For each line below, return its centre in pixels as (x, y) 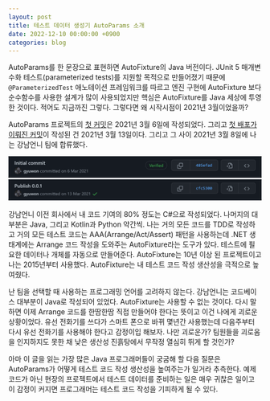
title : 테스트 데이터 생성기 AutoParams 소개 (76, 25)
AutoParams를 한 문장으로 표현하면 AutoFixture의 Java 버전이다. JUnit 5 (124, 68)
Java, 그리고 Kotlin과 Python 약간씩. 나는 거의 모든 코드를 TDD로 (132, 224)
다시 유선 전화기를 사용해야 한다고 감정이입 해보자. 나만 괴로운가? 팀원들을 (124, 331)
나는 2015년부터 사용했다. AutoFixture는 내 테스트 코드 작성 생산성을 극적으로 (130, 264)
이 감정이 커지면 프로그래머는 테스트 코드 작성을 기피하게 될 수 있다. (113, 389)
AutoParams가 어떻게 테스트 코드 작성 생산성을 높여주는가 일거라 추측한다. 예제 (133, 369)
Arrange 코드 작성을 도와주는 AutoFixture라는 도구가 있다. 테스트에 (141, 244)
